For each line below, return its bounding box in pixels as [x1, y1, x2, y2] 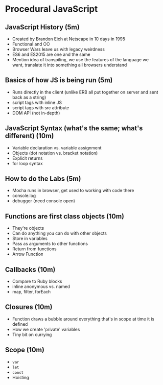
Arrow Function [12, 251, 44, 257]
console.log [12, 192, 36, 199]
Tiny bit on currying [12, 332, 52, 337]
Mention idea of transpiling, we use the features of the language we [12, 57, 149, 62]
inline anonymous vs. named [12, 284, 70, 289]
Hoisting [12, 374, 29, 380]
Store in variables [12, 236, 48, 241]
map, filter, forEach [12, 289, 51, 295]
